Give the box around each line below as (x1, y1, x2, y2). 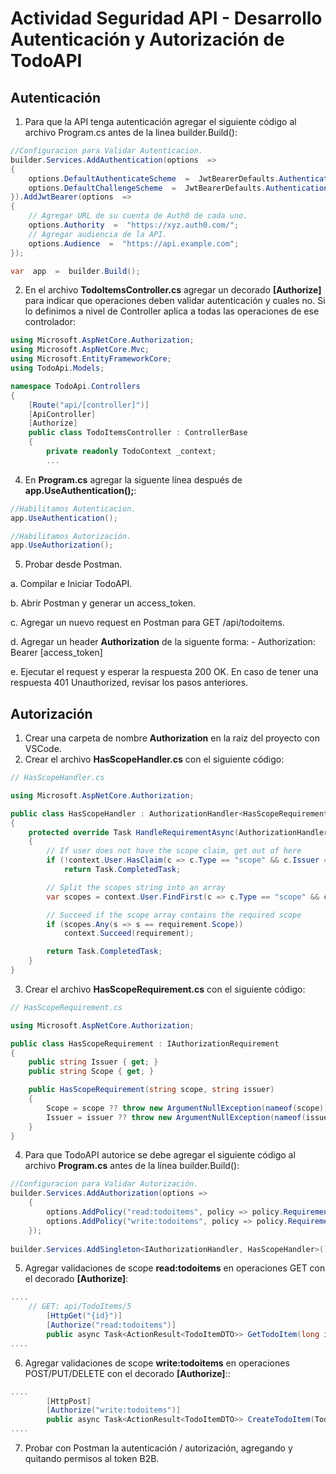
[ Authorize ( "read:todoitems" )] (46, 1320, 177, 1331)
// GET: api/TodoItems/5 (28, 1302, 132, 1312)
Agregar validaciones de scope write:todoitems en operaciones (24, 1357, 290, 1369)
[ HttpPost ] (46, 1396, 92, 1406)
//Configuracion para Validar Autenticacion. (10, 146, 203, 156)
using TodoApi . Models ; (10, 363, 105, 373)
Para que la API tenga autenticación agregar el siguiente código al (24, 116, 297, 127)
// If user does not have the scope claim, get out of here (46, 846, 302, 856)
